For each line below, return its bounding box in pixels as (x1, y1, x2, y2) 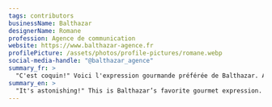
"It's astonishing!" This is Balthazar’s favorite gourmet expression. (15, 86, 263, 95)
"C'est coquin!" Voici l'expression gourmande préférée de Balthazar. (15, 72, 259, 80)
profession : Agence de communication (8, 34, 136, 43)
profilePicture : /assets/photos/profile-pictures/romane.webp (8, 49, 223, 57)
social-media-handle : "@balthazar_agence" (8, 57, 154, 65)
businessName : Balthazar (8, 19, 92, 27)
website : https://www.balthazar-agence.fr (8, 42, 154, 50)
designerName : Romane (8, 27, 82, 35)
